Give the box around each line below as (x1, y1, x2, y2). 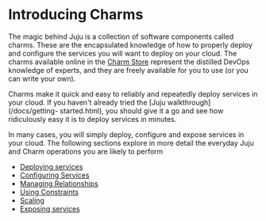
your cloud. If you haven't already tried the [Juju (8, 97, 166, 107)
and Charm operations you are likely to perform (8, 147, 164, 156)
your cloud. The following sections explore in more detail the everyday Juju (8, 138, 254, 147)
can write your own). (8, 74, 76, 83)
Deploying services (19, 162, 83, 171)
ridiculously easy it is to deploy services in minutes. (8, 114, 177, 124)
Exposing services (19, 204, 81, 213)
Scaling (19, 196, 45, 205)
